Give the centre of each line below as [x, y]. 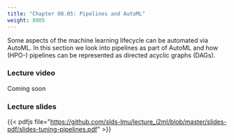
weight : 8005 [26, 20]
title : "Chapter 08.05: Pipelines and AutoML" [76, 14]
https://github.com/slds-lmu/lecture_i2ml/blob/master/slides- [138, 122]
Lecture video [32, 73]
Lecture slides [32, 106]
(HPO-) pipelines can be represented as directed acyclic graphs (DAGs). [111, 55]
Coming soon [27, 88]
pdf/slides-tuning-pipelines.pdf [53, 129]
